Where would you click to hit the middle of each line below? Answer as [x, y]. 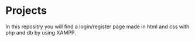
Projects [26, 11]
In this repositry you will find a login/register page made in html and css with [97, 26]
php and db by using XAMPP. [41, 32]
